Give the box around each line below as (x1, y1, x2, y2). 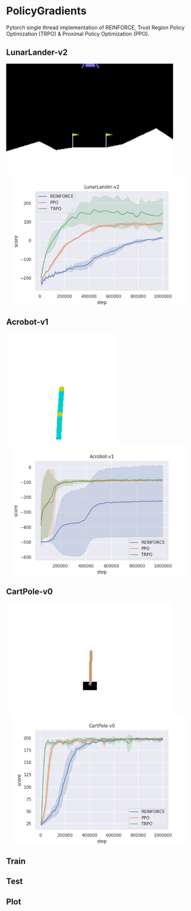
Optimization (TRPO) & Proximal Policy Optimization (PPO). (6, 30, 149, 37)
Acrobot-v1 (6, 317, 49, 327)
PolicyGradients (6, 4, 87, 18)
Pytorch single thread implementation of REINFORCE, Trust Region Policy (6, 24, 185, 31)
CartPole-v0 (6, 586, 53, 596)
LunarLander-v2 (6, 48, 68, 58)
